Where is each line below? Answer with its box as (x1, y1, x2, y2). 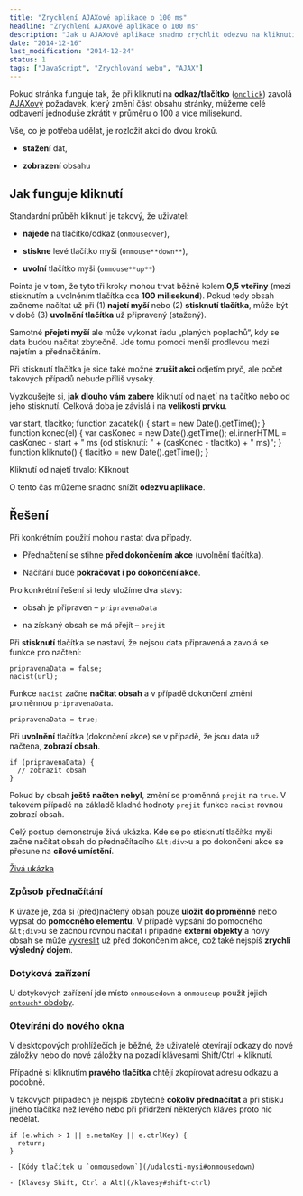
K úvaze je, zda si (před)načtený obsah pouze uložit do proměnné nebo (9, 906, 278, 917)
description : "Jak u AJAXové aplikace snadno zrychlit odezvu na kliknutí (9, 30, 297, 39)
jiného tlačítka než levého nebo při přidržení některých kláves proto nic (9, 1104, 273, 1115)
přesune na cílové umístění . (9, 845, 115, 856)
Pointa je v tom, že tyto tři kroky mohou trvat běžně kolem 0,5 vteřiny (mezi (9, 280, 291, 291)
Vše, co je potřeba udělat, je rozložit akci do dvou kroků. (9, 125, 218, 136)
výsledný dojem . (9, 944, 74, 955)
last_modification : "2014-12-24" (9, 47, 135, 56)
